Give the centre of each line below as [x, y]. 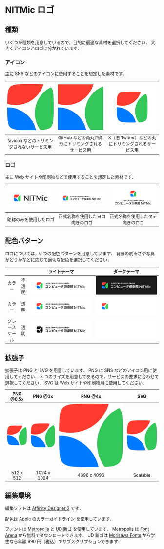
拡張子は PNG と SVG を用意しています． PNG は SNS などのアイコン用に [79, 370]
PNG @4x [91, 396]
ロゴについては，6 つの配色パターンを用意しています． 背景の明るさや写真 [80, 253]
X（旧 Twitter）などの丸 [132, 138]
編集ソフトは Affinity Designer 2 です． [44, 508]
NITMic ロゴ [30, 10]
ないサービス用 [37, 147]
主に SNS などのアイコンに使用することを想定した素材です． [66, 74]
